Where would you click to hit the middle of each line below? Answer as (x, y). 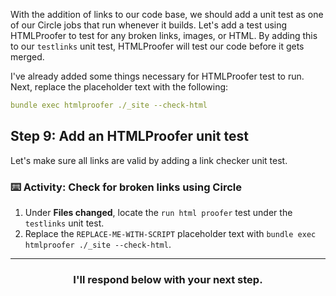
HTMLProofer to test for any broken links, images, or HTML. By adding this (164, 35)
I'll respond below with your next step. (168, 279)
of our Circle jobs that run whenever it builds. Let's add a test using (149, 25)
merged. (27, 57)
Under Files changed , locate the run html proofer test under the (158, 212)
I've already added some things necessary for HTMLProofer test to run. (157, 76)
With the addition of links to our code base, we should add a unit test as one (167, 14)
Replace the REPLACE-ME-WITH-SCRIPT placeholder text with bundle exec (170, 233)
